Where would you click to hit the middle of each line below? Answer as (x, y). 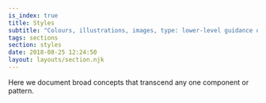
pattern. (21, 90)
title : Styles (32, 23)
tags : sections (33, 38)
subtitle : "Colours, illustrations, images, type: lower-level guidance (131, 30)
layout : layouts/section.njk (56, 60)
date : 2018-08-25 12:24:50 (53, 52)
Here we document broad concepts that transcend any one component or (129, 82)
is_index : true (33, 15)
